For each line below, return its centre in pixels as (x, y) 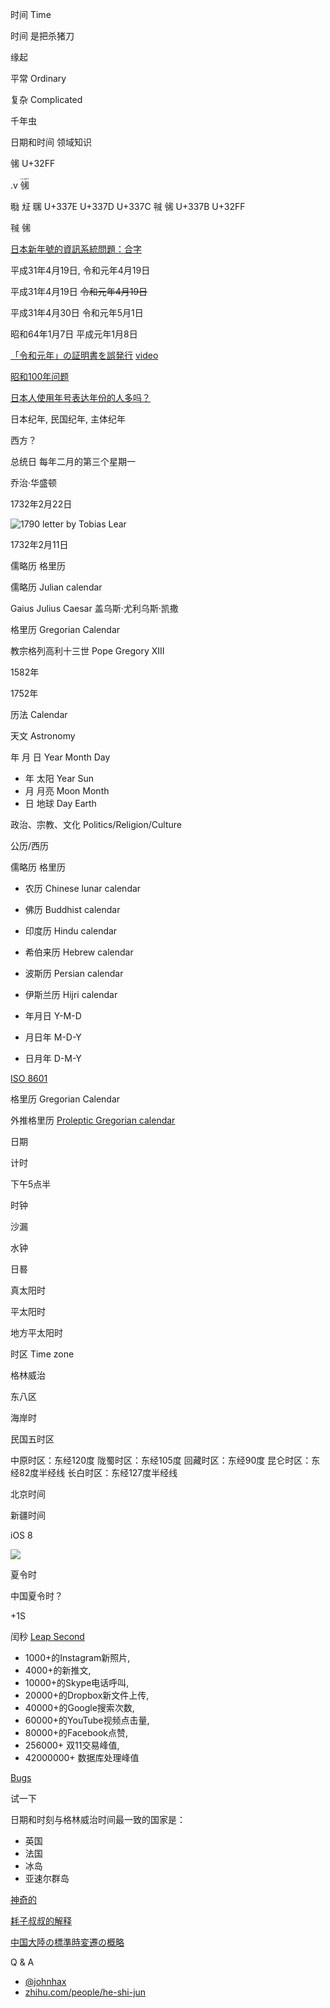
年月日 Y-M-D (53, 1016)
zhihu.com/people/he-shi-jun (85, 1992)
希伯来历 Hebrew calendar (79, 952)
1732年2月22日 (41, 504)
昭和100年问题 (40, 376)
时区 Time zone (42, 1354)
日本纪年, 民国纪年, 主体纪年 (68, 419)
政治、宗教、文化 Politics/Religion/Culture (96, 824)
